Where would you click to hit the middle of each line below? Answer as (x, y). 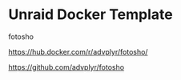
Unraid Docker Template (91, 15)
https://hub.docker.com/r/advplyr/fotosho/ (78, 51)
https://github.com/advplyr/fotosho (66, 67)
